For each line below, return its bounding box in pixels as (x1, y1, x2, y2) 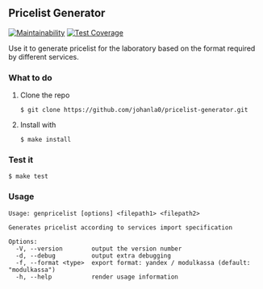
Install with (19, 120, 56, 130)
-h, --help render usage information (15, 273, 179, 281)
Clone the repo (19, 90, 70, 100)
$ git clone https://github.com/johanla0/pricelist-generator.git (19, 106, 248, 114)
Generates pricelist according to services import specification (8, 223, 232, 232)
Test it (8, 155, 34, 166)
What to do (8, 72, 52, 83)
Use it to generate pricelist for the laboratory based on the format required (8, 43, 256, 53)
